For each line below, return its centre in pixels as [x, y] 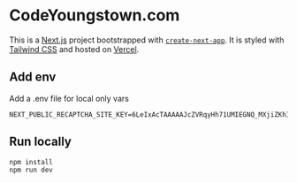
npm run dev [31, 170]
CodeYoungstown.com [95, 15]
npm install [31, 162]
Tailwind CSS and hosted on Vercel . [74, 49]
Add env [33, 77]
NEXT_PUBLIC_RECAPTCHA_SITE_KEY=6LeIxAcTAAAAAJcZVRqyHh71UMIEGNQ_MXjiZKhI [150, 114]
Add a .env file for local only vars [69, 98]
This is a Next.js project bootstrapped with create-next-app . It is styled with [147, 40]
